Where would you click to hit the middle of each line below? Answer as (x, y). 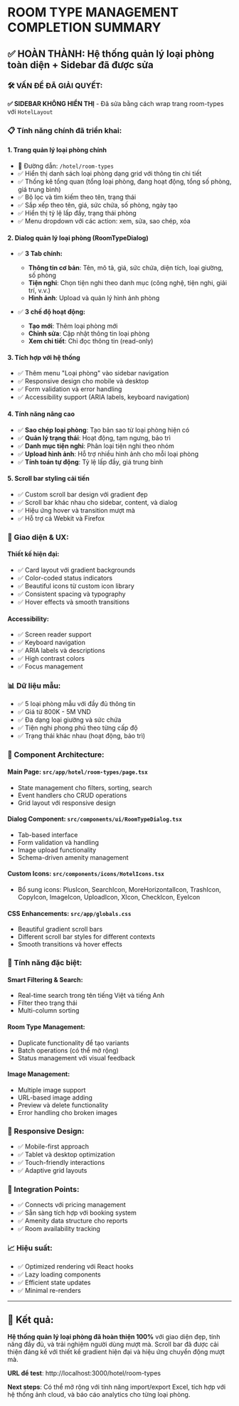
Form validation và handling (58, 842)
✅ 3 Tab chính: (40, 254)
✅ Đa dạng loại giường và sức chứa (69, 720)
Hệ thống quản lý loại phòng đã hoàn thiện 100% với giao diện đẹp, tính (114, 1337)
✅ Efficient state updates (54, 1282)
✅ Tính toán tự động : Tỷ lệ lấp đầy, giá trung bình (90, 462)
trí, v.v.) (39, 291)
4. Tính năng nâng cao (41, 414)
